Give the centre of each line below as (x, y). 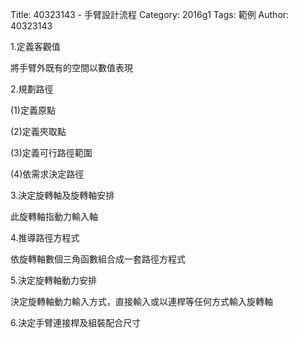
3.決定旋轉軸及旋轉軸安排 (62, 195)
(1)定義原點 (33, 110)
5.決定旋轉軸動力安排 (53, 280)
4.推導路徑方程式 (45, 237)
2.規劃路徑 (32, 89)
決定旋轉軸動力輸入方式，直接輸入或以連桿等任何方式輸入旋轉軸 (141, 301)
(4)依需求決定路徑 (47, 174)
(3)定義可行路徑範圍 (51, 152)
